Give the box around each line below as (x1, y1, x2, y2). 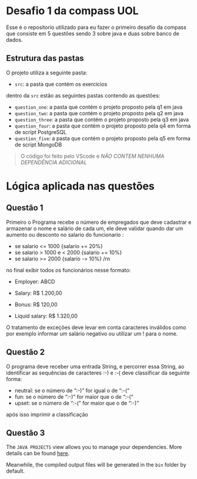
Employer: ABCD (14, 278, 55, 285)
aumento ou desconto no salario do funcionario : (6, 231, 124, 238)
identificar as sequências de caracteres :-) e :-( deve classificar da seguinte (6, 369, 190, 376)
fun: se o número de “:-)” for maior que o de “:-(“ (14, 393, 133, 400)
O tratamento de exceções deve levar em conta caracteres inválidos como (6, 324, 186, 331)
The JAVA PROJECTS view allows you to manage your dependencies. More (6, 444, 182, 451)
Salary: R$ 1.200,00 (14, 289, 63, 296)
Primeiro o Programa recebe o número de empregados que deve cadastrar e (6, 219, 192, 226)
